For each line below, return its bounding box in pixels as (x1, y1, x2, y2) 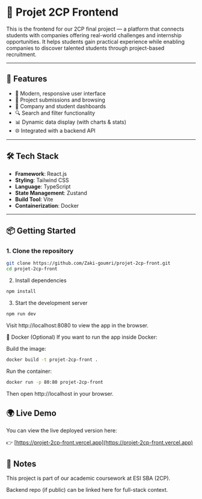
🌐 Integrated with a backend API (14, 127, 96, 134)
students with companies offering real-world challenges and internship (6, 31, 182, 38)
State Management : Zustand (14, 189, 87, 196)
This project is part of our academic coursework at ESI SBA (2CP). (6, 474, 171, 482)
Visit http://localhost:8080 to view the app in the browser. (6, 321, 149, 329)
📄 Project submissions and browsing (14, 96, 105, 103)
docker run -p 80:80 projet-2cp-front (6, 379, 103, 385)
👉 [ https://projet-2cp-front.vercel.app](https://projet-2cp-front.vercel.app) (6, 439, 194, 446)
